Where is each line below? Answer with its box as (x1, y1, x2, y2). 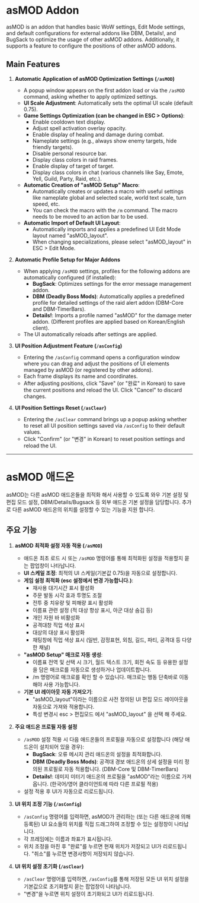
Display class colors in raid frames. (32, 156, 118, 163)
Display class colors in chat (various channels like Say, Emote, (32, 169, 184, 176)
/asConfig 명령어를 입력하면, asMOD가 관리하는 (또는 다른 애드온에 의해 (23, 813, 191, 820)
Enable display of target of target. (32, 162, 114, 169)
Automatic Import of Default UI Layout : (23, 219, 121, 226)
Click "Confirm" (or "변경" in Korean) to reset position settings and (23, 435, 185, 443)
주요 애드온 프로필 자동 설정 (14, 723, 78, 730)
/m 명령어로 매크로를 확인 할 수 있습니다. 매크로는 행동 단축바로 (32, 673, 178, 680)
